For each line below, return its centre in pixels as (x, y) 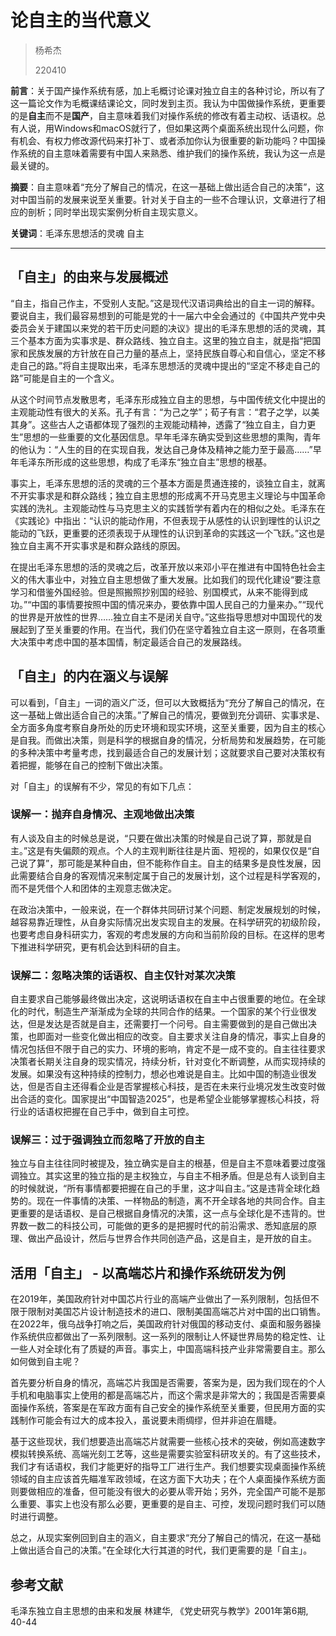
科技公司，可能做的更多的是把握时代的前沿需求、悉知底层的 (185, 1226)
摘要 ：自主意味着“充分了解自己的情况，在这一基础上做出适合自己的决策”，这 (167, 187)
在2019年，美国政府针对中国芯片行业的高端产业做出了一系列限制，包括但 (160, 1299)
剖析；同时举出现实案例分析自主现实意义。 (115, 212)
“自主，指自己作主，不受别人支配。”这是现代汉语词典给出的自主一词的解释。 (165, 303)
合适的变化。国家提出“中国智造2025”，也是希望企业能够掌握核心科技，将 (169, 1099)
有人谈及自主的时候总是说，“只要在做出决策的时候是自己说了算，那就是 (157, 838)
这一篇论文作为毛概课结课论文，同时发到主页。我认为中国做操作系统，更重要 (168, 103)
